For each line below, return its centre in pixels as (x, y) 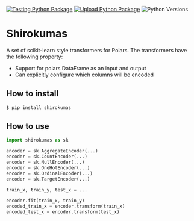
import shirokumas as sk (37, 140)
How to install (33, 94)
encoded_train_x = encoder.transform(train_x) (66, 207)
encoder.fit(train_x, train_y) (45, 201)
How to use (28, 126)
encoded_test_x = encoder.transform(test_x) (63, 212)
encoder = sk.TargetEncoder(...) (48, 179)
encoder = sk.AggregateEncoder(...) (52, 151)
